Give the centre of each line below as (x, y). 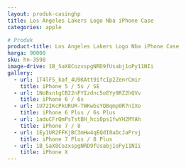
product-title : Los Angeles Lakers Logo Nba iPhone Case (93, 47)
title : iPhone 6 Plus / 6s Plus (68, 113)
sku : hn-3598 (27, 60)
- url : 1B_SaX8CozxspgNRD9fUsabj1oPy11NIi (77, 146)
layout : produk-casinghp (44, 14)
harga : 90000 (27, 53)
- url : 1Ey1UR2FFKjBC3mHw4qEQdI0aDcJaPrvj (77, 132)
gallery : (20, 73)
